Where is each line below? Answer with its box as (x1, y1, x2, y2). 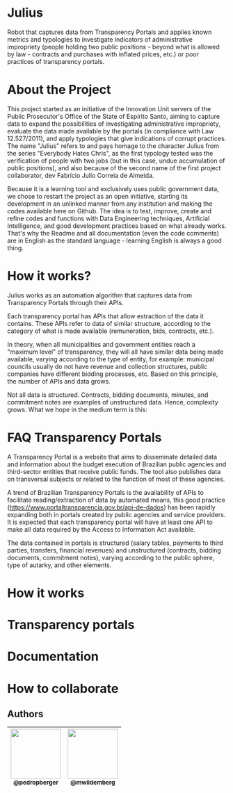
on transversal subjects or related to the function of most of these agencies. (7, 475, 225, 483)
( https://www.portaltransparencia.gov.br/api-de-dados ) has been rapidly (7, 502, 216, 512)
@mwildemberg (70, 778, 115, 787)
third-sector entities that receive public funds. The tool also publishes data (7, 467, 221, 475)
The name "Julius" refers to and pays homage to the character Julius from (7, 141, 219, 150)
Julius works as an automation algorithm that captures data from (7, 291, 193, 300)
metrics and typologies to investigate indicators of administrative (7, 35, 193, 43)
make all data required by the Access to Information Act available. (7, 525, 196, 533)
